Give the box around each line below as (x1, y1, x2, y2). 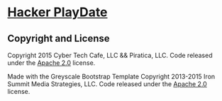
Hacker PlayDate (7, 4, 108, 20)
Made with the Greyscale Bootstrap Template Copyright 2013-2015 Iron (7, 72, 216, 81)
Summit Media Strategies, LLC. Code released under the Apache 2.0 (7, 80, 207, 88)
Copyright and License (7, 32, 110, 44)
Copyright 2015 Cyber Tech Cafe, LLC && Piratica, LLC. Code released (7, 51, 213, 59)
